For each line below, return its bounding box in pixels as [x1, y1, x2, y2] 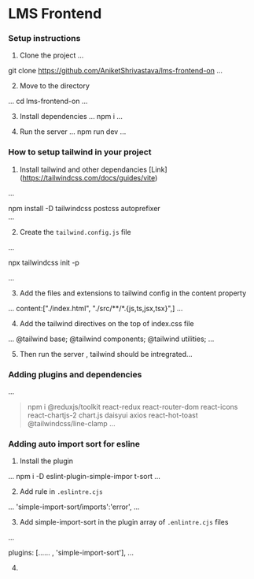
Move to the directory [19, 81, 90, 91]
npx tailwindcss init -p [8, 258, 80, 267]
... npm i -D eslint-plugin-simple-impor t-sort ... [8, 472, 161, 481]
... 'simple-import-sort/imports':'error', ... [8, 502, 140, 512]
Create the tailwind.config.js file [19, 227, 131, 236]
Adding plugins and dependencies [8, 369, 142, 380]
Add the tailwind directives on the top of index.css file [19, 318, 194, 328]
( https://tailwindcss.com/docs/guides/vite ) [19, 173, 158, 182]
